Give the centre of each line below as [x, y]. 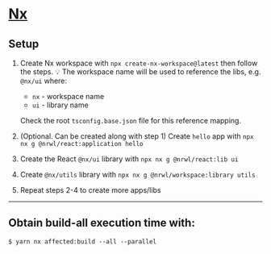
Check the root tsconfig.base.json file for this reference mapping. [131, 121]
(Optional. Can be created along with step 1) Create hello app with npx [137, 136]
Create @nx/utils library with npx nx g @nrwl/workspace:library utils [138, 175]
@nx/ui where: [43, 81]
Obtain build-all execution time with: [102, 223]
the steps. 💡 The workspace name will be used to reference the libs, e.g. [140, 72]
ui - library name [60, 105]
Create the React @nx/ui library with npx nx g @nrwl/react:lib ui [129, 159]
